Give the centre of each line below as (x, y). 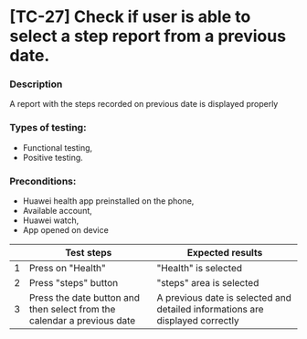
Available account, (58, 211)
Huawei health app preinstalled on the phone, (108, 201)
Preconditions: (43, 181)
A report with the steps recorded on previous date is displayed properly (144, 104)
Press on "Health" (68, 269)
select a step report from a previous (148, 36)
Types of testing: (48, 128)
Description (36, 84)
